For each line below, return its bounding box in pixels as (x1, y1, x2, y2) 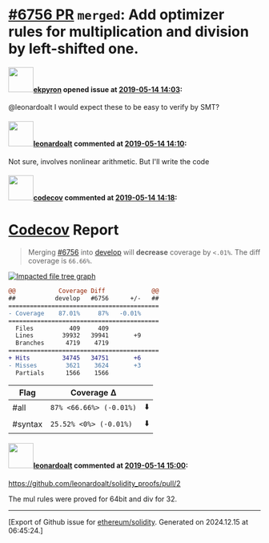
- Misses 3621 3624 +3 (8, 361, 142, 369)
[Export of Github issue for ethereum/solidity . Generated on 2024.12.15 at (8, 517, 249, 526)
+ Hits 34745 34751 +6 (8, 354, 142, 362)
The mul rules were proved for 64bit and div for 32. (8, 494, 178, 504)
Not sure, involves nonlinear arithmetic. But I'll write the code (8, 156, 210, 166)
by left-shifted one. (8, 40, 139, 58)
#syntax (12, 419, 43, 430)
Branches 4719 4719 (15, 339, 110, 348)
